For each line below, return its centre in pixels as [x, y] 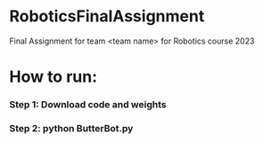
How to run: [53, 77]
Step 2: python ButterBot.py [71, 128]
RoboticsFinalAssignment [107, 16]
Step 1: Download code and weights [88, 105]
